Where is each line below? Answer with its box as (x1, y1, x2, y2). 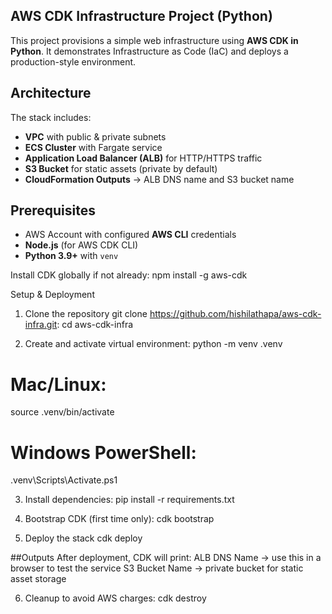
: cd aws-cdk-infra (56, 319, 134, 331)
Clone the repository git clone (24, 308, 148, 320)
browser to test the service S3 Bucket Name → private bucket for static (10, 562, 304, 574)
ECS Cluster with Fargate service (24, 141, 163, 153)
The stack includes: (10, 111, 92, 123)
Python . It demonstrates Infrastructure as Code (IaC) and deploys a (10, 45, 289, 57)
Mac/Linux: (10, 373, 107, 396)
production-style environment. (10, 55, 137, 68)
